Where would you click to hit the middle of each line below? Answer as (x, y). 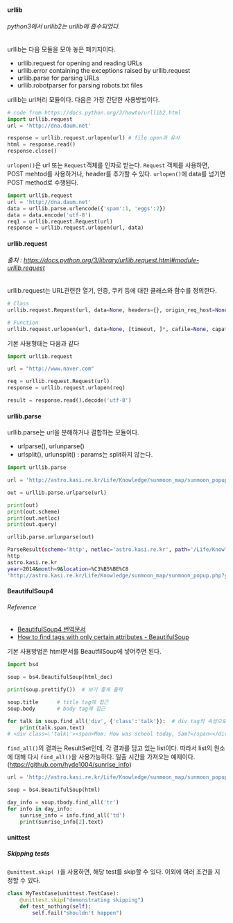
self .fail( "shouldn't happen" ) (77, 913)
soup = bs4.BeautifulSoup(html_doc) (60, 677)
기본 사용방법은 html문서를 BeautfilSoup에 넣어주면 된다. (84, 652)
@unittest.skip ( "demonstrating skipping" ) (82, 900)
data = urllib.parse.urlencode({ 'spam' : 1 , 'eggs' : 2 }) (87, 208)
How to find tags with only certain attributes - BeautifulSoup (103, 637)
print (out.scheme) (34, 511)
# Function (23, 323)
